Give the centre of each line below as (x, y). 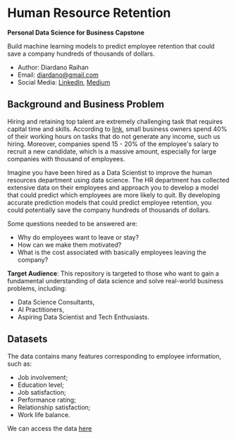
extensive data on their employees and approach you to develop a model (113, 187)
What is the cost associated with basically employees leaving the (112, 252)
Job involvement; (43, 377)
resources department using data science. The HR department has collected (118, 180)
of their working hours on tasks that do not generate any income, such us (114, 136)
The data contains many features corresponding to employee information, (114, 356)
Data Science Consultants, (56, 302)
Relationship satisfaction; (54, 407)
